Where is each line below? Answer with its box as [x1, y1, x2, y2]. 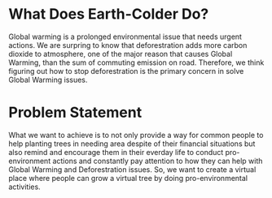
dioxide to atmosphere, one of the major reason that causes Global [8, 49, 233, 58]
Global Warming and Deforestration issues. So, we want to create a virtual [8, 164, 257, 174]
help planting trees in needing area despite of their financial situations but [8, 139, 256, 148]
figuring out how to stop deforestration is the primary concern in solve [8, 66, 244, 75]
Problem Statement [8, 103, 143, 122]
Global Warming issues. [8, 75, 88, 84]
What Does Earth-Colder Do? [8, 5, 209, 24]
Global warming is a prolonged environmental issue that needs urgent [8, 32, 243, 41]
